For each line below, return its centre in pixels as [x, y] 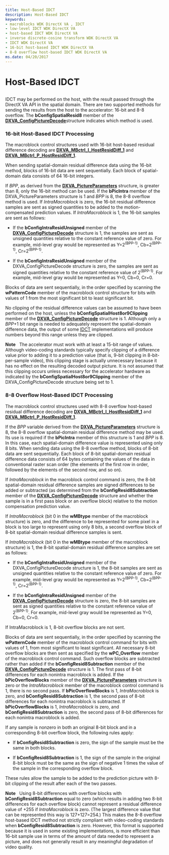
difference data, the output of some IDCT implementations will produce [79, 329]
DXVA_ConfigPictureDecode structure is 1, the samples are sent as [83, 233]
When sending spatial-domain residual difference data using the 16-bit [78, 165]
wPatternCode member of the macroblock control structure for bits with [80, 293]
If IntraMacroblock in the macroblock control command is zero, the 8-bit [80, 479]
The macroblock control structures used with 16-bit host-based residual [80, 145]
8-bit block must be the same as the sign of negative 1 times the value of [88, 763]
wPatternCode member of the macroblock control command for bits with [81, 642]
